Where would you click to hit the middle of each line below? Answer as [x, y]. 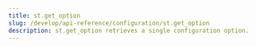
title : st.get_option [45, 16]
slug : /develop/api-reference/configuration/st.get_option [109, 23]
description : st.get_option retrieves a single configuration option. [129, 30]
